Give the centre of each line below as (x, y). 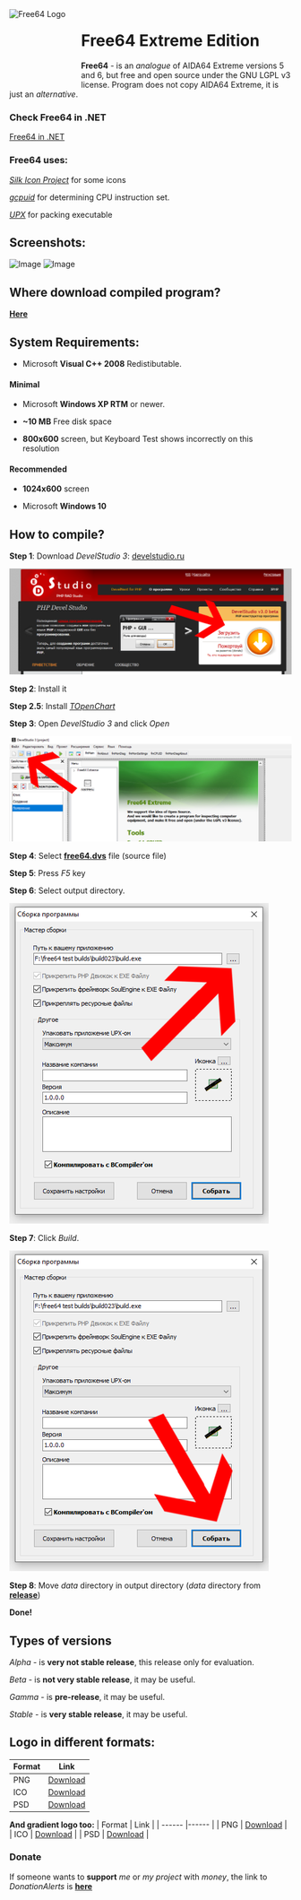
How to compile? (57, 534)
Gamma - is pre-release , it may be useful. (87, 1697)
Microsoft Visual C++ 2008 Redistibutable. (102, 363)
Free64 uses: (39, 161)
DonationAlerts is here (51, 1886)
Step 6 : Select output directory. (67, 890)
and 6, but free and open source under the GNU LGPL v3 (186, 74)
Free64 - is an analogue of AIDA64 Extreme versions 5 (183, 65)
